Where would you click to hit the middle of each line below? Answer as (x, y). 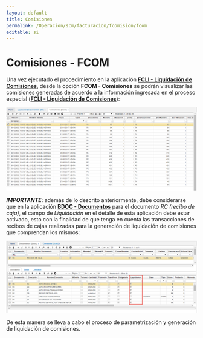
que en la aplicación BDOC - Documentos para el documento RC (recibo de (101, 206)
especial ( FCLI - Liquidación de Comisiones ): (63, 99)
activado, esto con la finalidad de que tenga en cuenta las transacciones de (100, 219)
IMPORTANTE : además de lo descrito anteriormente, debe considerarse (96, 200)
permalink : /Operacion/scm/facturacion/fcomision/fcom (77, 25)
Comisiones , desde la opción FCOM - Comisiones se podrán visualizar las (100, 86)
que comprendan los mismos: (43, 232)
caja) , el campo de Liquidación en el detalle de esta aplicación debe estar (98, 213)
